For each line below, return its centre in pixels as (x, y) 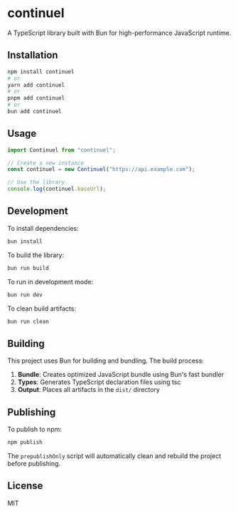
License (25, 486)
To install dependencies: (43, 228)
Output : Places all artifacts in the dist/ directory (88, 390)
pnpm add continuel (36, 98)
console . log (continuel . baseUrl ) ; (57, 189)
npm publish (25, 442)
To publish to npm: (35, 429)
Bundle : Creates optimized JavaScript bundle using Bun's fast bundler (121, 375)
